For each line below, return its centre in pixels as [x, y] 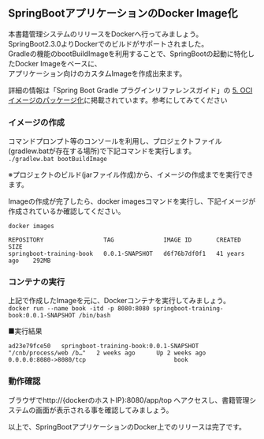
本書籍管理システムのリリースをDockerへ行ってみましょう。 [106, 34]
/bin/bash [95, 316]
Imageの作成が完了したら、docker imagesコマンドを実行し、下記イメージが [132, 201]
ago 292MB [30, 261]
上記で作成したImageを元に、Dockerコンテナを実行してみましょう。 [119, 301]
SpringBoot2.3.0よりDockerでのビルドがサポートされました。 [108, 43]
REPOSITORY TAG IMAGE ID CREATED [125, 240]
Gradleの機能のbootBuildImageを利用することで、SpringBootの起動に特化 [128, 54]
